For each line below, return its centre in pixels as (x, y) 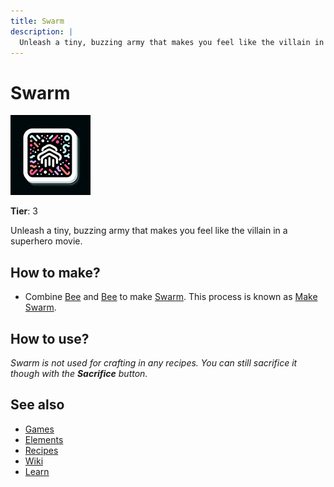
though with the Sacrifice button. (79, 373)
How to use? (50, 338)
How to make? (55, 272)
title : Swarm (37, 21)
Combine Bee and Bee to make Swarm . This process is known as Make (171, 297)
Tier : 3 (24, 211)
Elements (44, 439)
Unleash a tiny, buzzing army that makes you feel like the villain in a (149, 231)
